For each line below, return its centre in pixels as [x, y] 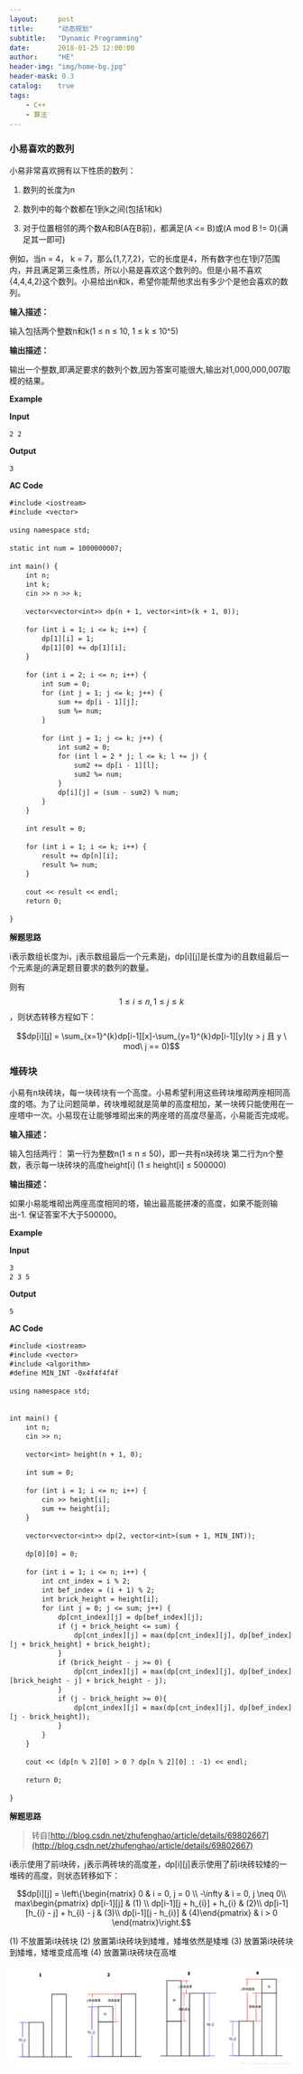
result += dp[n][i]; [80, 856]
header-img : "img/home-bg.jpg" [68, 67]
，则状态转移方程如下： [53, 1017]
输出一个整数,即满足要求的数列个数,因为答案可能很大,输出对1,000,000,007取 [150, 369]
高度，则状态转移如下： [76, 1875]
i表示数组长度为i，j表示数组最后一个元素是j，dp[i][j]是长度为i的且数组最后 [145, 956]
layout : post [42, 19]
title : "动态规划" [51, 28]
